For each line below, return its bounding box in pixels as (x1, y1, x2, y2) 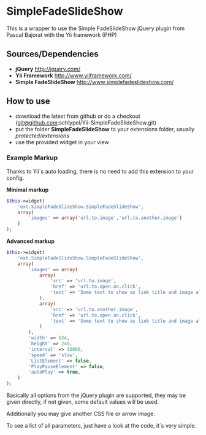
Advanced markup (6, 237, 55, 245)
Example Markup (6, 153, 58, 162)
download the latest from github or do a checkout (15, 112, 141, 120)
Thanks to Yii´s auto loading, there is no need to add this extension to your (6, 167, 194, 175)
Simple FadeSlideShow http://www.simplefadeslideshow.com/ (15, 78, 174, 85)
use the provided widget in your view (15, 138, 109, 145)
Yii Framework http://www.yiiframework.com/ (15, 72, 132, 79)
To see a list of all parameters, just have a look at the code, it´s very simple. (6, 422, 197, 429)
